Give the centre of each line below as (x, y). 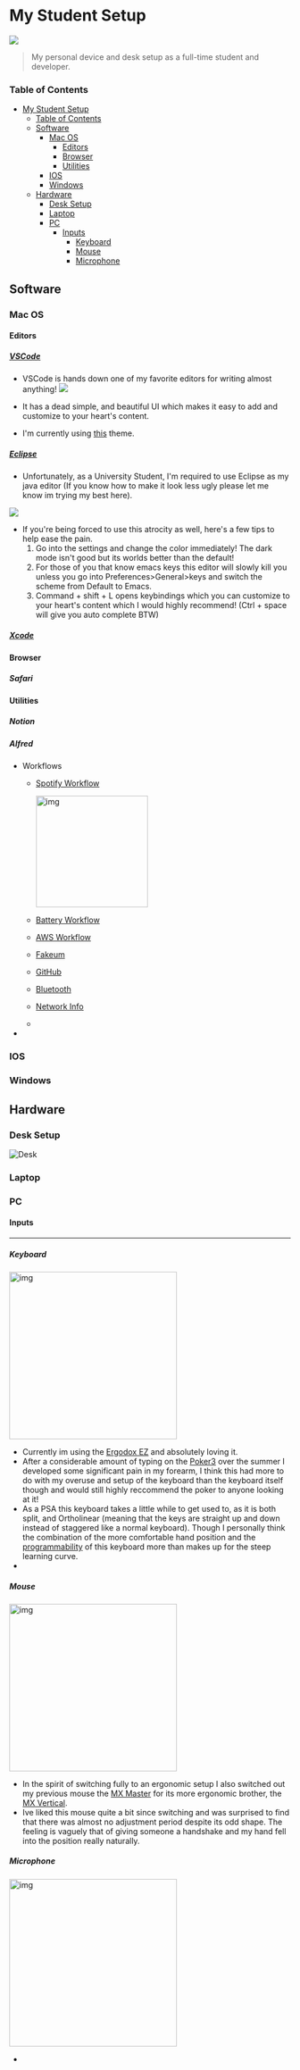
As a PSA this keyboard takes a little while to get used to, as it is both (149, 1508)
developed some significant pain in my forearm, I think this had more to (153, 1471)
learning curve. (50, 1556)
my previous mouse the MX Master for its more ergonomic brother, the (152, 1793)
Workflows (42, 766)
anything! (39, 389)
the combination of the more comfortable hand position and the (139, 1537)
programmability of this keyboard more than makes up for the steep (146, 1547)
